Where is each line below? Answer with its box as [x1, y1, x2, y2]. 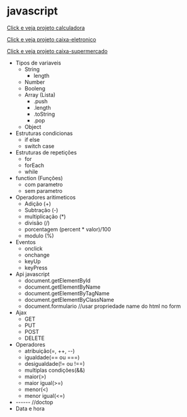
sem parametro [24, 187, 63, 194]
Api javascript [15, 270, 50, 278]
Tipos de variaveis [15, 59, 61, 66]
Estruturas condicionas [15, 130, 73, 137]
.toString [33, 110, 55, 118]
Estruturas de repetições [15, 149, 77, 156]
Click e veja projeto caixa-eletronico [7, 36, 97, 43]
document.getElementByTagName [24, 289, 110, 296]
